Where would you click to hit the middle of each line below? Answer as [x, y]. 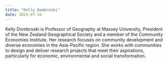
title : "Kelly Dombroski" [32, 10]
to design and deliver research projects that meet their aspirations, [75, 50]
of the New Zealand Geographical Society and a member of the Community [84, 34]
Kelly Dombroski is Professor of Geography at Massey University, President [84, 29]
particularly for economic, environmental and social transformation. [76, 55]
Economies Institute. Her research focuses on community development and [84, 40]
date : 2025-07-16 [24, 15]
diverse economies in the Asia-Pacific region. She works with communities [83, 45]
